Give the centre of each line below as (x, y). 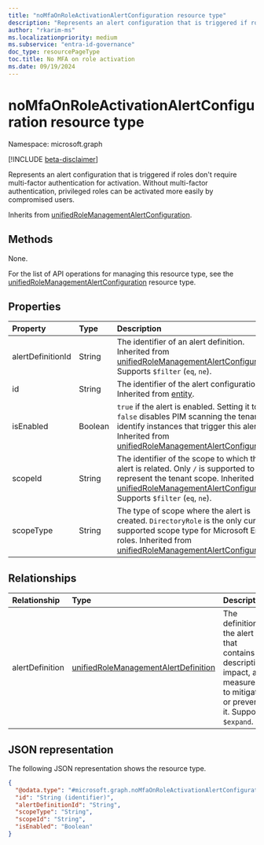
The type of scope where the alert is (184, 511)
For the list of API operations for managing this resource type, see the (121, 274)
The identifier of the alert (163, 384)
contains (239, 653)
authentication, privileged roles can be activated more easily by (111, 191)
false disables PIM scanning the (176, 417)
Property (29, 329)
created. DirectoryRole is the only (179, 521)
